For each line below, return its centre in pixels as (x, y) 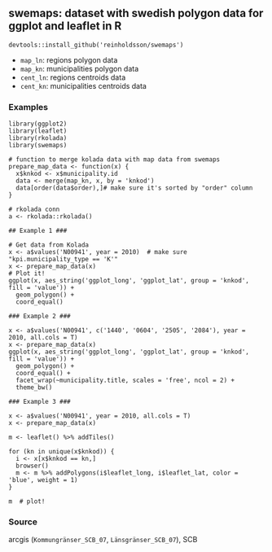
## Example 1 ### (38, 231)
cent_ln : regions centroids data (73, 77)
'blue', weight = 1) (44, 480)
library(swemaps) (38, 146)
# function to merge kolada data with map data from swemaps (114, 160)
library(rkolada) (38, 138)
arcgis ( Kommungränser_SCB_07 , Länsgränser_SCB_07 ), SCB (103, 540)
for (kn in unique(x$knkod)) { (61, 452)
